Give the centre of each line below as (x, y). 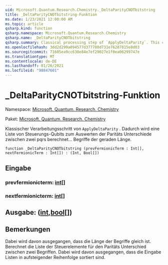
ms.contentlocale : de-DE (31, 61)
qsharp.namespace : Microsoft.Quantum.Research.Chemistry (66, 33)
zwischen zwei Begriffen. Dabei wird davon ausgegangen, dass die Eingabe (83, 252)
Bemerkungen (28, 229)
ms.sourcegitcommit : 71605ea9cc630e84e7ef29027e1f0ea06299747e (72, 52)
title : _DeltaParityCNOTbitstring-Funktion (51, 15)
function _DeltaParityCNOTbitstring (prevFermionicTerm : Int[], (74, 149)
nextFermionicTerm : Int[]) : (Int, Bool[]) (52, 153)
